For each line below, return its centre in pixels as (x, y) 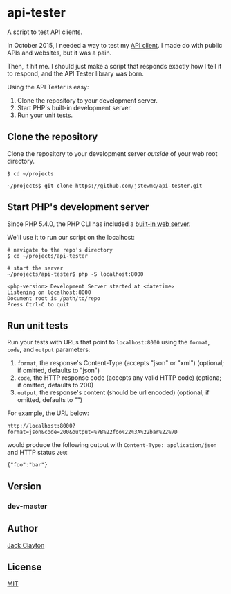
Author (22, 529)
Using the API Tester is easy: (48, 87)
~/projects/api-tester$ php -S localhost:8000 (75, 274)
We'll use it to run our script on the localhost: (71, 237)
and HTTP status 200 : (37, 453)
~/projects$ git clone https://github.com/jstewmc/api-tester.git (105, 186)
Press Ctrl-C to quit (38, 304)
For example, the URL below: (48, 413)
